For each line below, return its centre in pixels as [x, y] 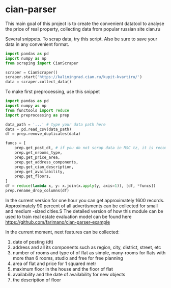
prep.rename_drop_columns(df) [37, 191]
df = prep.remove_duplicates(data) [43, 134]
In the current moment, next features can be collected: [62, 232]
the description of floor [37, 280]
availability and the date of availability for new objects [69, 274]
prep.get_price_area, [37, 157]
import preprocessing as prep [37, 115]
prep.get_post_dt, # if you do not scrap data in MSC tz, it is [84, 148]
